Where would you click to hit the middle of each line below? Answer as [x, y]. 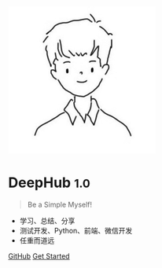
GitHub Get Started [39, 256]
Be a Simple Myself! [60, 204]
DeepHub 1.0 [49, 183]
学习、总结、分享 [47, 220]
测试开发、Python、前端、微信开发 [76, 230]
